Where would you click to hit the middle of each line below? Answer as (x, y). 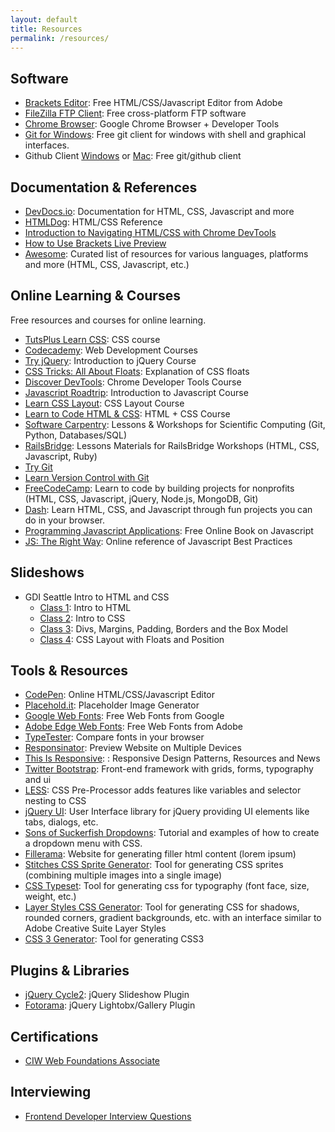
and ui (38, 780)
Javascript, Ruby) (61, 456)
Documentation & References (104, 187)
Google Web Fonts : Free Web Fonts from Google (124, 716)
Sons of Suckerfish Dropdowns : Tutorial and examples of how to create (172, 833)
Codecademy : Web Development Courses (111, 350)
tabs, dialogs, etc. (61, 822)
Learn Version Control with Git (87, 477)
